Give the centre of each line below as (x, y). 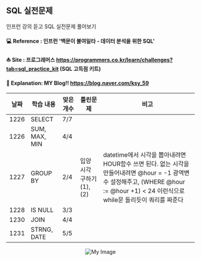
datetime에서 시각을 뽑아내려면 (145, 155)
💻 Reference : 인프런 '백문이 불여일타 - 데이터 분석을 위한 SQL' (80, 41)
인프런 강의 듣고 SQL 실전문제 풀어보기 (51, 26)
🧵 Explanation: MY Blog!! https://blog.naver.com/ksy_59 (78, 83)
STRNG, (42, 230)
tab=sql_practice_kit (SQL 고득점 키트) (54, 69)
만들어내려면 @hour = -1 (137, 173)
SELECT (42, 119)
